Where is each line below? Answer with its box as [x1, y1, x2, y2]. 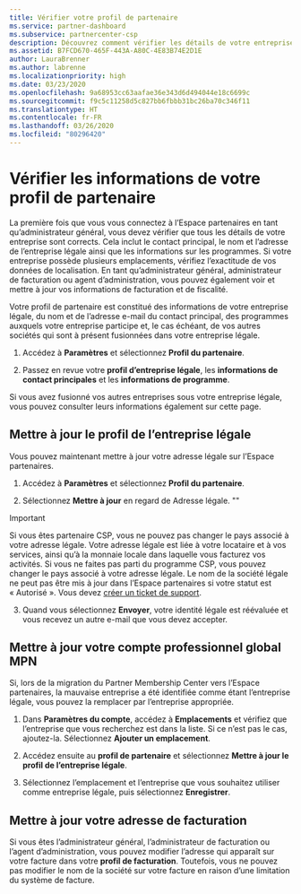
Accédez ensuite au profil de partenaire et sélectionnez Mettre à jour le [21, 751, 289, 761]
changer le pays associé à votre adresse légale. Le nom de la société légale [9, 568, 288, 578]
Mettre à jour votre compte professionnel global [9, 640, 282, 655]
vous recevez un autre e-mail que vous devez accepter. [21, 613, 228, 624]
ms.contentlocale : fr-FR [9, 113, 102, 122]
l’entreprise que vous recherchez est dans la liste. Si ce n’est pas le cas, [21, 724, 288, 734]
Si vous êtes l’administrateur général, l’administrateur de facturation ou [9, 837, 271, 847]
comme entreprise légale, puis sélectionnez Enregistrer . [21, 786, 231, 798]
